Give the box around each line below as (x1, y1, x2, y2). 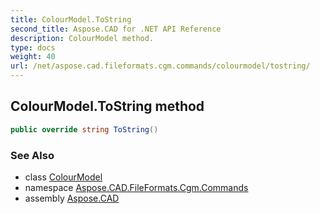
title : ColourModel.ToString (10, 14, 132, 25)
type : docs (10, 42, 56, 53)
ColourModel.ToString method (10, 98, 205, 115)
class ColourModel (24, 171, 103, 183)
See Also (10, 148, 55, 162)
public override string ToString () (10, 124, 159, 135)
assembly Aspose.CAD (24, 192, 120, 204)
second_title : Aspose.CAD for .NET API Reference (10, 24, 222, 34)
